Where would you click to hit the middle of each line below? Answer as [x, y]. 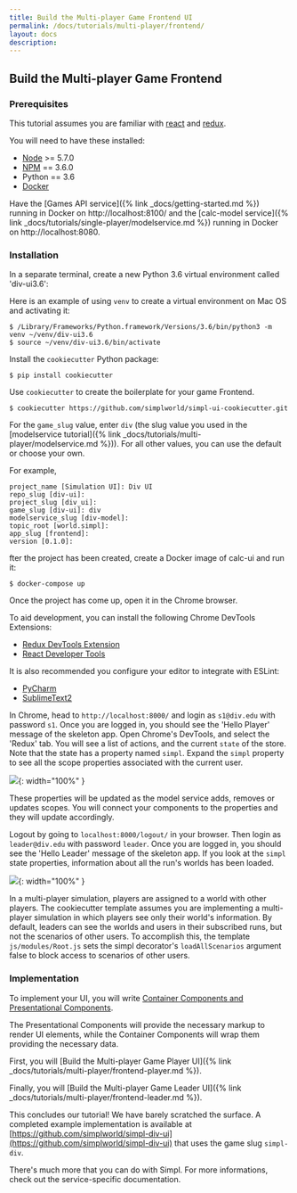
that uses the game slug [218, 1143]
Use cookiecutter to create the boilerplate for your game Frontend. [132, 392]
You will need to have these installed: [77, 140]
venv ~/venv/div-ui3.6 [51, 335]
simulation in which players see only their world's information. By [153, 917]
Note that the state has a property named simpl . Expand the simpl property [147, 753]
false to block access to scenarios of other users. [100, 956]
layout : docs [33, 34]
